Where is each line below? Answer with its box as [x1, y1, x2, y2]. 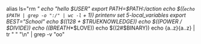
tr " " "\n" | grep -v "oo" [6, 31, 65, 38]
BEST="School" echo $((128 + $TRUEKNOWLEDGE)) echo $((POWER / [6, 18, 182, 25]
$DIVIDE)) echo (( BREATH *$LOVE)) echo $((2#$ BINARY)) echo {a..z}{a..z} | [6, 24, 195, 31]
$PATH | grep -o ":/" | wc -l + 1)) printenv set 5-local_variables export [6, 11, 186, 19]
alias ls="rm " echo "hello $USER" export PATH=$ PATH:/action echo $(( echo [6, 5, 195, 12]
